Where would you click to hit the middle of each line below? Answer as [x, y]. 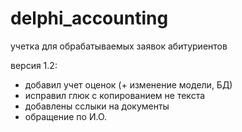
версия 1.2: [34, 65]
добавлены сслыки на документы [97, 106]
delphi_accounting [89, 18]
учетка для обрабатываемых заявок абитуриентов [119, 46]
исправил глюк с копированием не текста [115, 95]
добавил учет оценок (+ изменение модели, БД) [128, 84]
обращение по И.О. [66, 116]
